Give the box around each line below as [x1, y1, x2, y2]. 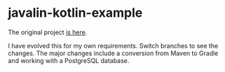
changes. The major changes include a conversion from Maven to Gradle [8, 49, 219, 57]
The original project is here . [8, 28, 88, 36]
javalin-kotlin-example [8, 5, 143, 21]
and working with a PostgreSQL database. [8, 56, 130, 64]
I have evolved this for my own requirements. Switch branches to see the [8, 41, 219, 50]
